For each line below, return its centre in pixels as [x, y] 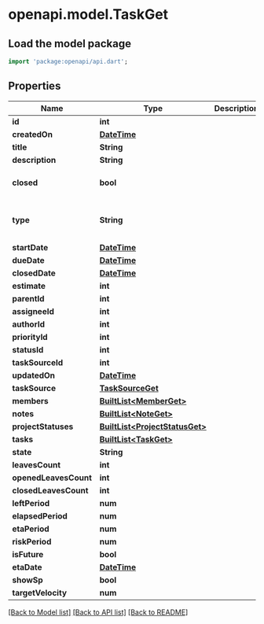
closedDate [34, 273]
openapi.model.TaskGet [88, 15]
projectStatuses [43, 426]
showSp [27, 580]
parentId [28, 298]
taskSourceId [38, 362]
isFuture [28, 554]
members [30, 401]
